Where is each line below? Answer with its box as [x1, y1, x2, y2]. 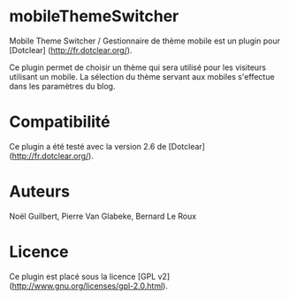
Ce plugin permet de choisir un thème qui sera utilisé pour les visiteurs [9, 62, 267, 73]
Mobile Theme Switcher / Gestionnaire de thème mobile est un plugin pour [9, 35, 281, 46]
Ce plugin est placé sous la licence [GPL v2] [9, 271, 171, 281]
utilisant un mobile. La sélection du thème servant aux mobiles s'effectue [9, 71, 276, 81]
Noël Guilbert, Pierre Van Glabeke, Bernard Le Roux [9, 211, 197, 221]
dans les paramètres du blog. [9, 81, 116, 91]
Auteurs [9, 181, 71, 202]
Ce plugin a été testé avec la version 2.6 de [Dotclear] [9, 141, 206, 151]
